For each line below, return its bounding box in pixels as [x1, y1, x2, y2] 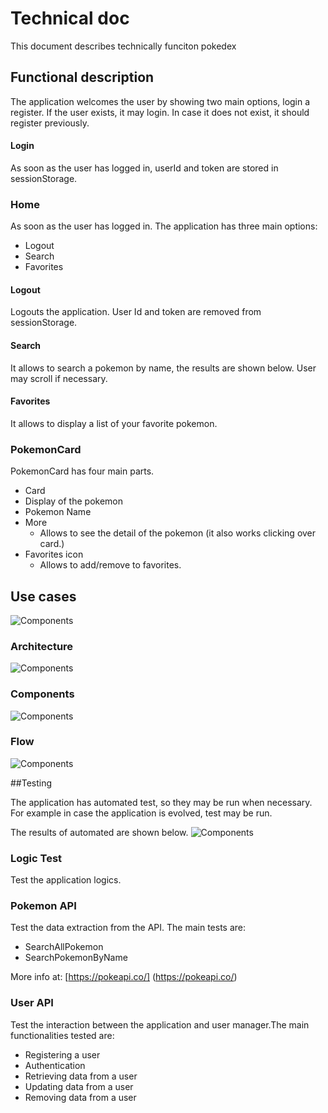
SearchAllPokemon [24, 941, 104, 953]
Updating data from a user [24, 1080, 134, 1092]
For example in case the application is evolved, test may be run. [10, 807, 273, 819]
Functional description [10, 69, 155, 86]
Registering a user [24, 1048, 101, 1061]
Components [10, 687, 75, 701]
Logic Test [10, 851, 63, 865]
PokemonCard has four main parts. [10, 465, 155, 477]
